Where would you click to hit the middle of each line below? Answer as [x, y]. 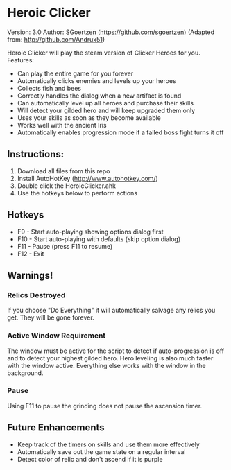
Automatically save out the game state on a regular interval [101, 451]
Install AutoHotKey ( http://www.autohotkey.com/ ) [87, 178]
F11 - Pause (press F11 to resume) [65, 246]
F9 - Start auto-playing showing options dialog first [90, 232]
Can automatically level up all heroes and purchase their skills [105, 103]
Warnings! [30, 275]
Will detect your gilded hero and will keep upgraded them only [106, 110]
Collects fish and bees [49, 88]
